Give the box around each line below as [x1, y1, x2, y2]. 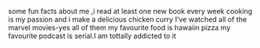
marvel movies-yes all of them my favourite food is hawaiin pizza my [8, 23, 231, 32]
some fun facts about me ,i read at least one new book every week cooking [8, 7, 253, 15]
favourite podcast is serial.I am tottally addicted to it [8, 31, 176, 40]
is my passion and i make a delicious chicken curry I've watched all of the [8, 15, 247, 24]
